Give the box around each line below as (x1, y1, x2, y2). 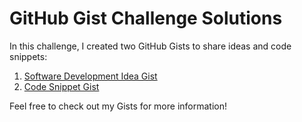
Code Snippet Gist (23, 80, 100, 92)
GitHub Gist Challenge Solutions (9, 7, 283, 30)
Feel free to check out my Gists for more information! (9, 100, 228, 112)
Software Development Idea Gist (23, 70, 158, 82)
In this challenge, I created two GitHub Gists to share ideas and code (9, 40, 292, 52)
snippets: (9, 50, 48, 62)
